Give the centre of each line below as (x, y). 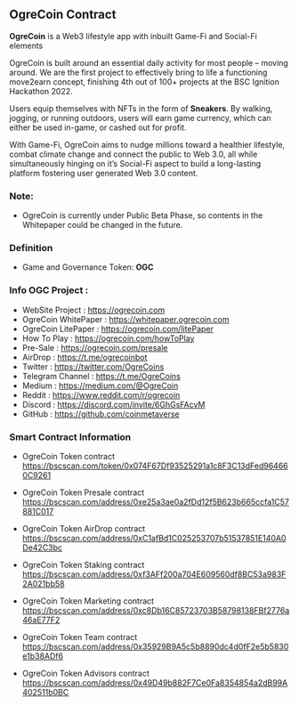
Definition (31, 248)
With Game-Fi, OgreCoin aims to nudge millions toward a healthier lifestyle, (147, 144)
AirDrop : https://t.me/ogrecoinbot (85, 357)
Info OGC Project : (49, 290)
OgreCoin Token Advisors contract (85, 673)
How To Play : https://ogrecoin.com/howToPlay (108, 338)
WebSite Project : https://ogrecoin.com (93, 310)
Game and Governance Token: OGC (88, 267)
